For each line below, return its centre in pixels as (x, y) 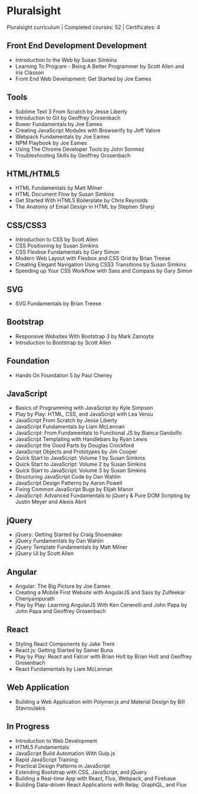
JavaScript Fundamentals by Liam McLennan (70, 427)
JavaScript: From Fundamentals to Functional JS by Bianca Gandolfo (98, 433)
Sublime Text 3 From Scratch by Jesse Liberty (71, 111)
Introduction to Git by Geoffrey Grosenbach (68, 118)
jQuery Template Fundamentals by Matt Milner (71, 547)
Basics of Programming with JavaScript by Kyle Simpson (84, 408)
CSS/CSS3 (27, 225)
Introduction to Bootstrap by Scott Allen (63, 342)
